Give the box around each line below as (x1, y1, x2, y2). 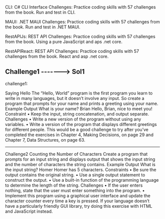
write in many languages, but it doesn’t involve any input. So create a (5, 95, 145, 101)
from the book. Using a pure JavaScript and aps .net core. (5, 39, 123, 45)
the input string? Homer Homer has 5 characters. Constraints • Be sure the (5, 167, 157, 172)
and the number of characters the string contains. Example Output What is (5, 161, 156, 167)
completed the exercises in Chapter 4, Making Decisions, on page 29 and (5, 132, 154, 138)
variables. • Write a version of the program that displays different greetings (5, 121, 157, 127)
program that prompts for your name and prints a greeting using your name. (5, 100, 159, 106)
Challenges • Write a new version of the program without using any (5, 116, 141, 122)
